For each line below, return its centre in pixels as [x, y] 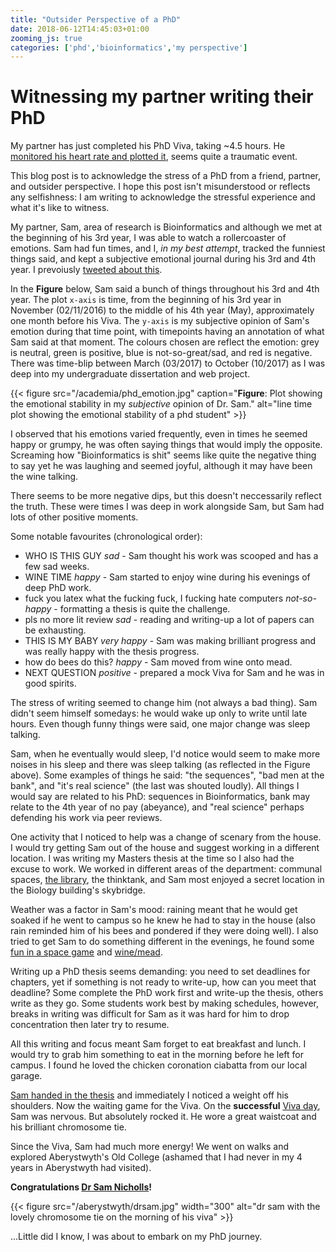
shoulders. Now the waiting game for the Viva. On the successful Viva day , [165, 1106]
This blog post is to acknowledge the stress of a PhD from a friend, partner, [165, 176]
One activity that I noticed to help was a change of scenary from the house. [166, 837]
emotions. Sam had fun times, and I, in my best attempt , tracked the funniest [168, 248]
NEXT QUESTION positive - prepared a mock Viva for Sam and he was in [174, 673]
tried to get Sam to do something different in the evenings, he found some [162, 942]
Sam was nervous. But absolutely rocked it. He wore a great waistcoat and [163, 1117]
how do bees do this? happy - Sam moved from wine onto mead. [158, 662]
